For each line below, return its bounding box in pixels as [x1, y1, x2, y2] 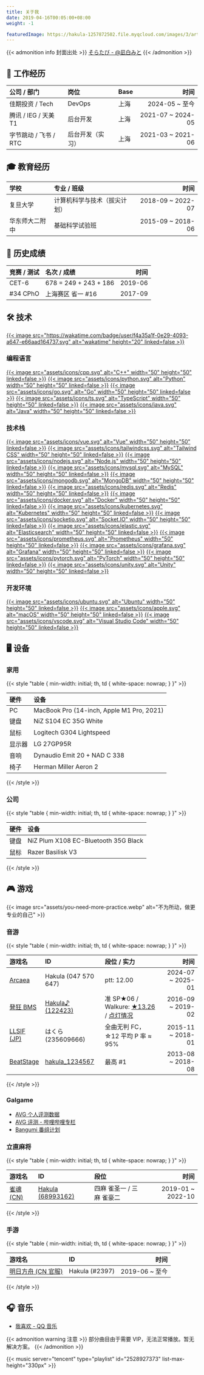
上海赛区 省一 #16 [45, 290, 97, 298]
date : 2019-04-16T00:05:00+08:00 [6, 15, 91, 21]
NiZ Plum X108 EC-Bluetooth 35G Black [27, 836, 144, 845]
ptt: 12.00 [104, 976, 134, 984]
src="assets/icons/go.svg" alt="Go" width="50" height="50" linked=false [6, 388, 191, 395]
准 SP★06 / [104, 995, 138, 1003]
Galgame [6, 1096, 33, 1104]
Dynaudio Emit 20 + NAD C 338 [33, 751, 124, 759]
